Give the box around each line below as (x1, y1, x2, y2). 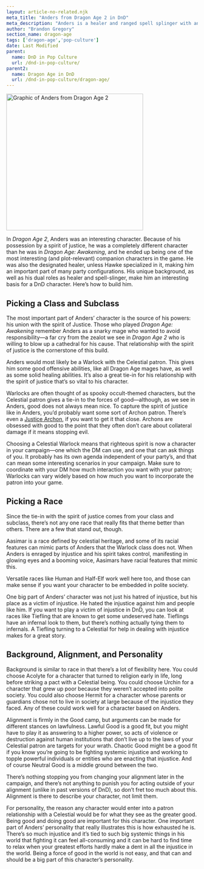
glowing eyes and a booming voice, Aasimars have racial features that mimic (6, 557, 198, 564)
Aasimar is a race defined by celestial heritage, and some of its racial (6, 537, 179, 544)
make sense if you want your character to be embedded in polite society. (6, 581, 189, 588)
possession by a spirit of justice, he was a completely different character (6, 242, 188, 249)
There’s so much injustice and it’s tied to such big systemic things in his (6, 830, 185, 837)
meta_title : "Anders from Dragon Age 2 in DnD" (6, 15, 129, 21)
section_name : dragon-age (6, 32, 72, 38)
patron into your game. (6, 478, 64, 486)
